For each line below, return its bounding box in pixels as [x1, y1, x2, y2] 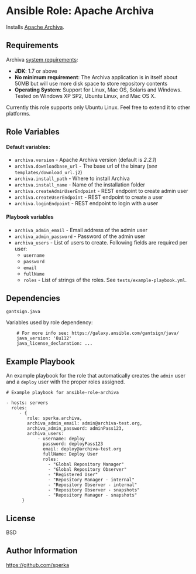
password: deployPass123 [43, 441, 104, 447]
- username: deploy [37, 436, 85, 442]
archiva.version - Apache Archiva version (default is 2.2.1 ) [14, 157, 157, 164]
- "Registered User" [47, 472, 98, 478]
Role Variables [6, 127, 60, 137]
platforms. [6, 110, 31, 117]
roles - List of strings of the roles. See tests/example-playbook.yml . [23, 276, 187, 283]
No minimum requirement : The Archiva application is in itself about [14, 73, 178, 80]
